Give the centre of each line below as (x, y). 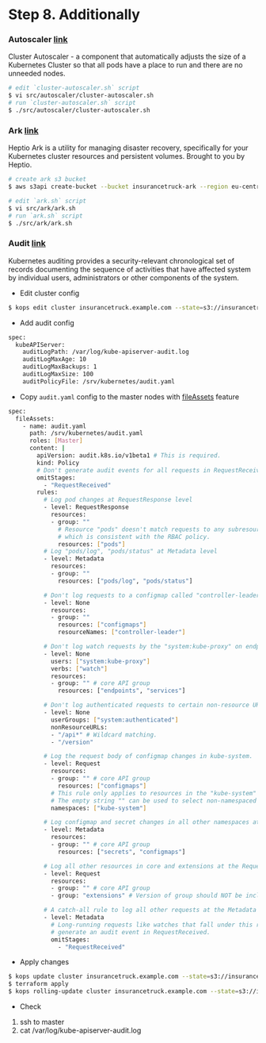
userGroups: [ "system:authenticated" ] (114, 720)
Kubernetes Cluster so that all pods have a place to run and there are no (125, 65)
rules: (47, 493)
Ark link (24, 130)
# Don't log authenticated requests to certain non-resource (146, 705)
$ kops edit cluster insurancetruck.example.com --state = (106, 307)
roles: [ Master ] (56, 441)
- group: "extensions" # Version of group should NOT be (146, 896)
